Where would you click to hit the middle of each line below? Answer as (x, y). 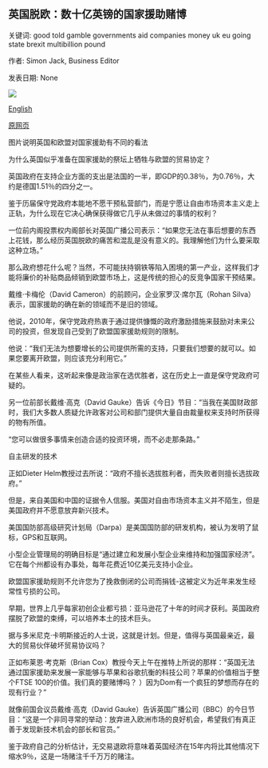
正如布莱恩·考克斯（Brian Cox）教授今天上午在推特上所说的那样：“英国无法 (132, 662)
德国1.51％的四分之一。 (59, 186)
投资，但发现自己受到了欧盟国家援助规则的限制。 (102, 331)
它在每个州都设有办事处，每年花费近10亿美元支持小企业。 (103, 564)
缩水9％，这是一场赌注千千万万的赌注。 (73, 756)
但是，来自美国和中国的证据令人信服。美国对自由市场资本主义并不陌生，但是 (134, 500)
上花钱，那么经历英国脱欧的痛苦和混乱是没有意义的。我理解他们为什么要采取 (134, 240)
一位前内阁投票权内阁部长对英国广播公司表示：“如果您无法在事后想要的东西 (132, 230)
